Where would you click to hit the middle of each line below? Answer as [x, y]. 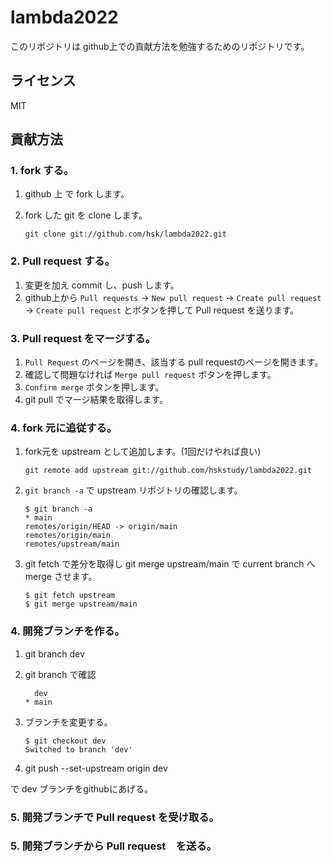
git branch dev [54, 653]
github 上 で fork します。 [77, 194]
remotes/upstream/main [72, 544]
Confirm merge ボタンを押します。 [94, 387]
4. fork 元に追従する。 [64, 428]
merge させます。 [61, 577]
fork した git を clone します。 [86, 215]
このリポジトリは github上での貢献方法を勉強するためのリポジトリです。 [160, 46]
